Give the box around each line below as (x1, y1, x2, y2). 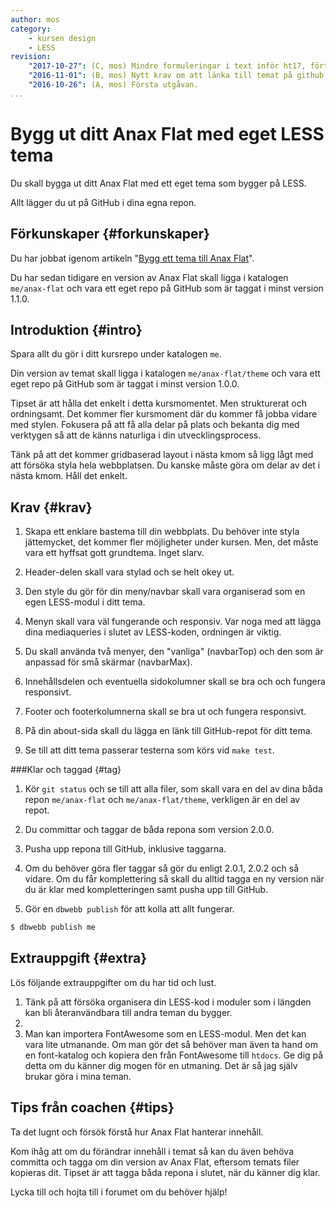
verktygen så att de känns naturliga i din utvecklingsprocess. (10, 429, 262, 441)
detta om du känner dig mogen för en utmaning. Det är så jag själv (24, 1059, 298, 1071)
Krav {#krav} (10, 499, 93, 516)
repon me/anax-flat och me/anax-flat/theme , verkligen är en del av (24, 794, 301, 806)
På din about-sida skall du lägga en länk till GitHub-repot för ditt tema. (24, 725, 313, 737)
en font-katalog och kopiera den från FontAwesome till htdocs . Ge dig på (24, 1049, 324, 1061)
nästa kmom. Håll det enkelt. (10, 470, 128, 482)
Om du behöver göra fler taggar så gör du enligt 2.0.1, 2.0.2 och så (24, 862, 300, 875)
